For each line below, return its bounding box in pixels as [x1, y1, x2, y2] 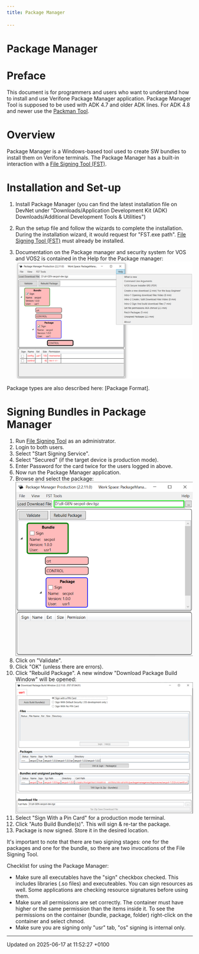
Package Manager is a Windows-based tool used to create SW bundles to [6, 148, 187, 155]
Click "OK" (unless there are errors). [15, 663, 104, 670]
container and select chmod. [15, 918, 85, 925]
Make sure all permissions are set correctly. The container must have [15, 899, 184, 906]
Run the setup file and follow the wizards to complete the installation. [15, 225, 184, 232]
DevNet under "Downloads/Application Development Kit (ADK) [15, 207, 168, 214]
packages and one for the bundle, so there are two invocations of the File [6, 845, 185, 852]
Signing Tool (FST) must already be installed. [15, 237, 125, 244]
